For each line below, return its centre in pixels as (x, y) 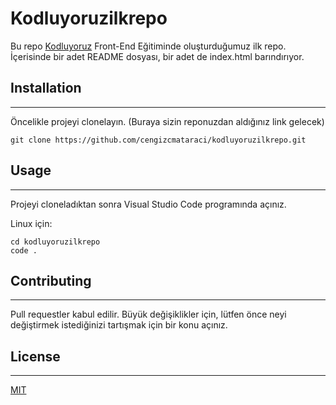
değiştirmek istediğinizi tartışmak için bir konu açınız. (119, 325)
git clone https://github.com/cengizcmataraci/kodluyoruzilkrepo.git (158, 140)
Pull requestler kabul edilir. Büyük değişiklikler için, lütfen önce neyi (148, 314)
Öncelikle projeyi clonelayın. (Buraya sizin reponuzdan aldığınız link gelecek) (167, 121)
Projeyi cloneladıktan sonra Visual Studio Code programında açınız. (148, 204)
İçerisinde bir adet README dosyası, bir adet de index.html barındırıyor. (157, 56)
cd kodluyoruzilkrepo (55, 242)
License (35, 356)
